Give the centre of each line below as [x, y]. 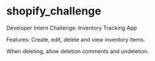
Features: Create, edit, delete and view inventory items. [76, 39]
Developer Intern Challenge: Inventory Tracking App [72, 28]
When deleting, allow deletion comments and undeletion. [78, 51]
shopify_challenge [54, 11]
